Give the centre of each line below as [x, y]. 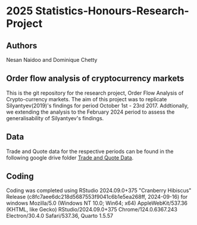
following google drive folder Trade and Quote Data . [70, 157]
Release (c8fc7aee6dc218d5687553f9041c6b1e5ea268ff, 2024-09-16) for [97, 197]
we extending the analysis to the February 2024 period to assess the [90, 112]
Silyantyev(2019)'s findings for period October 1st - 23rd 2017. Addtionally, [98, 105]
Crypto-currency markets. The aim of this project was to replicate [87, 99]
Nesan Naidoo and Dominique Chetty [52, 60]
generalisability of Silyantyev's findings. [55, 118]
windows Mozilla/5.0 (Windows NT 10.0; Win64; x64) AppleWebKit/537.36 [97, 203]
